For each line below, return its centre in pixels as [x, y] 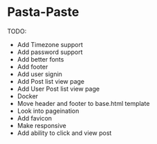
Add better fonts [40, 59]
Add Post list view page [51, 81]
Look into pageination [48, 111]
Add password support [50, 52]
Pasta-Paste [43, 12]
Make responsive [42, 125]
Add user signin [39, 74]
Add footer [33, 66]
